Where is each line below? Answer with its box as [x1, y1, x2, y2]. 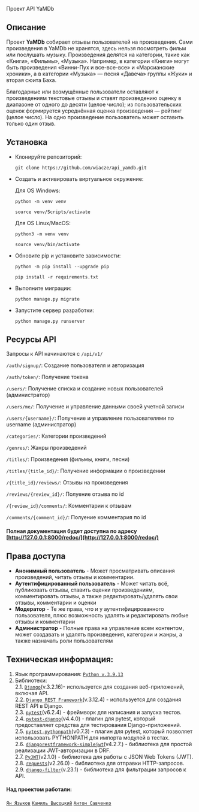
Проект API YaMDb [6, 5, 55, 12]
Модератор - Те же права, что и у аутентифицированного [14, 605, 164, 613]
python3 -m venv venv [14, 231, 69, 237]
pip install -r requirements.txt [14, 274, 99, 280]
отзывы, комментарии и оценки [14, 599, 97, 606]
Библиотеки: [14, 677, 47, 684]
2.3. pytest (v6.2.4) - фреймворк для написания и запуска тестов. [14, 708, 182, 716]
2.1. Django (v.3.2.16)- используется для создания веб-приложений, [14, 683, 185, 690]
